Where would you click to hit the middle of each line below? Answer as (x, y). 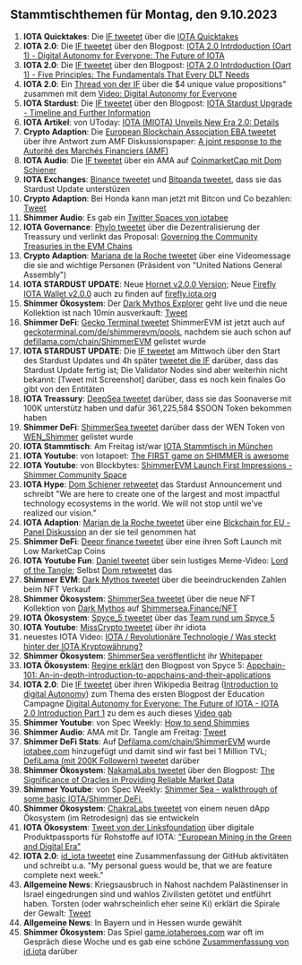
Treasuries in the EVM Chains (78, 246)
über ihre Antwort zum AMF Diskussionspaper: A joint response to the (152, 141)
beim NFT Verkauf (57, 589)
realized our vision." (60, 513)
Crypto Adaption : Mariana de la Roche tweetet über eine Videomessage (157, 256)
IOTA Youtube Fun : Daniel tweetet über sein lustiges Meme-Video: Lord (155, 561)
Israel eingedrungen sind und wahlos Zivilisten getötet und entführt (147, 894)
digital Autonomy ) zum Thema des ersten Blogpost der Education (144, 693)
